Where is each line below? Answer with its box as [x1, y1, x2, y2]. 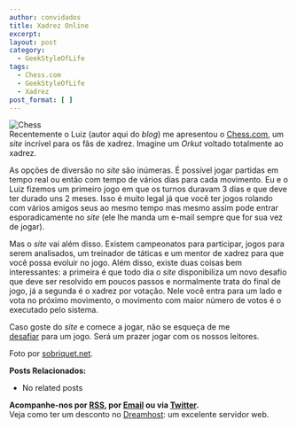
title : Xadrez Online [9, 21, 90, 30]
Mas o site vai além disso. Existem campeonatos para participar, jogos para [9, 238, 285, 249]
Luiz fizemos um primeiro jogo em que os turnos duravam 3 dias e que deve [9, 183, 288, 195]
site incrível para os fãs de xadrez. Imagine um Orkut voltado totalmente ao [9, 138, 284, 149]
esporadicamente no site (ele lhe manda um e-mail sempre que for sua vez [9, 212, 284, 222]
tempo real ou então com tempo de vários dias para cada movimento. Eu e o [9, 175, 288, 185]
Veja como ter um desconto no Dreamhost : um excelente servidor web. [9, 409, 270, 420]
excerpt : [9, 29, 42, 38]
